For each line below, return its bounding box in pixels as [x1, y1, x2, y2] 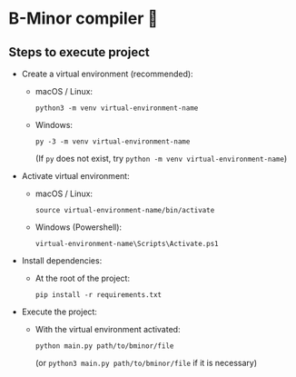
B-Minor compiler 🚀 [8, 8, 159, 29]
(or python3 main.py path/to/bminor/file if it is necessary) [35, 358, 258, 368]
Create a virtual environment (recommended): [21, 68, 193, 79]
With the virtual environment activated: [35, 324, 181, 334]
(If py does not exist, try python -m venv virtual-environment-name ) [35, 154, 288, 164]
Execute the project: [21, 306, 97, 317]
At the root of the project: [35, 273, 131, 283]
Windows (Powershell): [35, 222, 123, 233]
